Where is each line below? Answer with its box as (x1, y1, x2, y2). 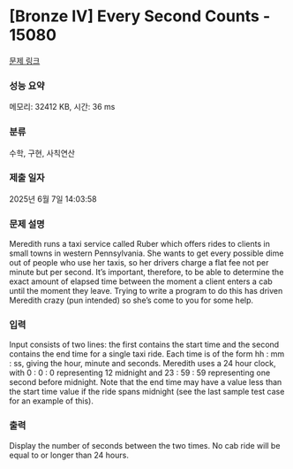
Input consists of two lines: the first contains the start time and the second (9, 339, 280, 350)
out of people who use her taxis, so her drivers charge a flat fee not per (9, 258, 269, 268)
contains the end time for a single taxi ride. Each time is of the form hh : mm (9, 349, 285, 359)
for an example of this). (9, 396, 94, 406)
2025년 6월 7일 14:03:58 (9, 193, 97, 204)
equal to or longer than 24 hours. (9, 450, 130, 460)
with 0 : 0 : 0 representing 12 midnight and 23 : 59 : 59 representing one (9, 367, 271, 378)
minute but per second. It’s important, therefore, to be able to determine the (9, 267, 284, 278)
